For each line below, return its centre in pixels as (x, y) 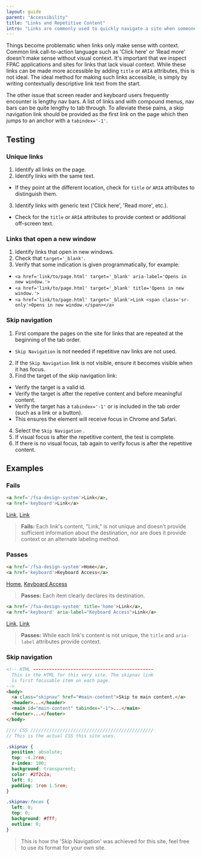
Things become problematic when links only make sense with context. (93, 45)
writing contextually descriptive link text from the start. (74, 84)
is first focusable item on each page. (61, 680)
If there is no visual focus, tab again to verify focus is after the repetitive (103, 443)
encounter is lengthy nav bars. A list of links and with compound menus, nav (100, 102)
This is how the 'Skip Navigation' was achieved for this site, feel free (105, 841)
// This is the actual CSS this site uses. (61, 736)
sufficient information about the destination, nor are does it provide (103, 533)
